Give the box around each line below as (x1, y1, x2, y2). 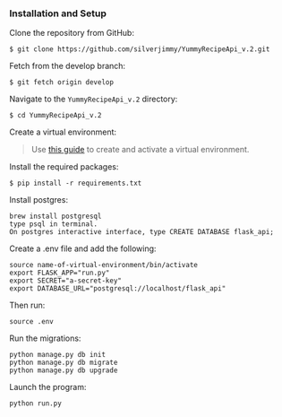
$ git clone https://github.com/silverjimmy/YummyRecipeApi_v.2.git (9, 45, 270, 54)
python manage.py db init (9, 351, 106, 360)
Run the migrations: (9, 333, 81, 343)
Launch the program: (9, 382, 87, 393)
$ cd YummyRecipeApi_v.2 (9, 111, 102, 120)
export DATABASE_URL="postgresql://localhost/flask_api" (9, 284, 226, 293)
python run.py (9, 399, 63, 408)
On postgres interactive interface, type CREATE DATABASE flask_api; (9, 228, 275, 237)
